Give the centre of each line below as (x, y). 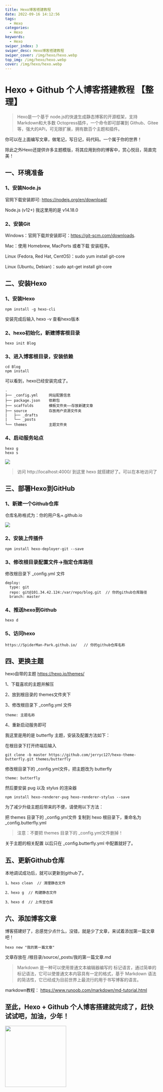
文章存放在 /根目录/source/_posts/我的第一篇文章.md (58, 957)
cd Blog (13, 367)
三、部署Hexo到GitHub (40, 488)
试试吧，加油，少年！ (37, 1016)
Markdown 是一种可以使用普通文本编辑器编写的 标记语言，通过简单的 (87, 967)
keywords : (15, 37)
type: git (19, 587)
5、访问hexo (20, 634)
